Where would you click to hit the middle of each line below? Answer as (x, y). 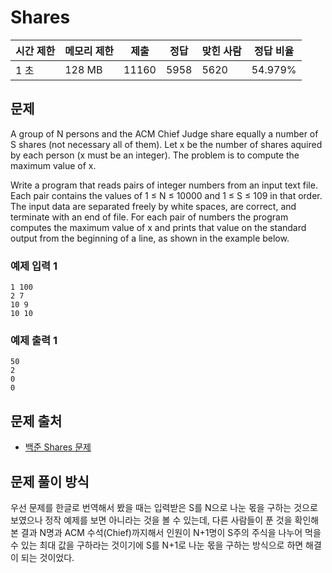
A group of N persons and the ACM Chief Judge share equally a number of (164, 133)
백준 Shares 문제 (58, 447)
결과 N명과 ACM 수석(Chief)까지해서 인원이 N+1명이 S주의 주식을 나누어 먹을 (171, 532)
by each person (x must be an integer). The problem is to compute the (155, 155)
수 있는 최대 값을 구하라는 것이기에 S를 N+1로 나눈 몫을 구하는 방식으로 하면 (157, 545)
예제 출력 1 (34, 340)
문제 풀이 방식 (50, 481)
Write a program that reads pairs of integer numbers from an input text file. (164, 185)
